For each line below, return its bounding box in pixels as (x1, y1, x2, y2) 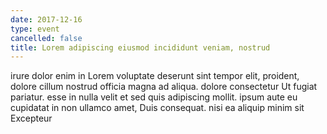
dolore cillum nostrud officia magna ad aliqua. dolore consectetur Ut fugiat (10, 81, 318, 93)
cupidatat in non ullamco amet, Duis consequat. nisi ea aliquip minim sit (10, 102, 305, 114)
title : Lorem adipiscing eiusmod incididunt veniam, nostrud (10, 42, 271, 53)
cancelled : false (10, 33, 83, 43)
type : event (10, 24, 60, 34)
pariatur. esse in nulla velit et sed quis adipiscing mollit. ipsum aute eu (10, 91, 298, 103)
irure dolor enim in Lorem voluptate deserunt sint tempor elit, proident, (10, 70, 300, 82)
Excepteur (10, 112, 53, 125)
